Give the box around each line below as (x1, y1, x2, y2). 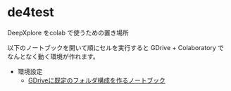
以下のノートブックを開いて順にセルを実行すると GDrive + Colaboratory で (7, 43, 224, 51)
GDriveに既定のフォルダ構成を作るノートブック (27, 75, 166, 85)
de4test (7, 4, 54, 20)
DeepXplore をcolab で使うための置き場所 (7, 28, 129, 37)
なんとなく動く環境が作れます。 (7, 52, 100, 61)
